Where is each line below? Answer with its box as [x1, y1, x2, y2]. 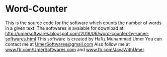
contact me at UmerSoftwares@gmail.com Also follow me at [5, 41, 130, 47]
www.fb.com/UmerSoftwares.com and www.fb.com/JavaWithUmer [5, 46, 144, 52]
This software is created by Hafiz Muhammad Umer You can [37, 36, 162, 42]
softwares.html [5, 36, 36, 42]
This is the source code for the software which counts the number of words [5, 20, 162, 26]
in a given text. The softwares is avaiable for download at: [5, 25, 125, 31]
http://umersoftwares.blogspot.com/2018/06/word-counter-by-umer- [5, 30, 149, 36]
